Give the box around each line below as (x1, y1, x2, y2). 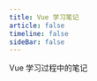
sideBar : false (9, 37, 65, 47)
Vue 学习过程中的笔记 (9, 63, 88, 73)
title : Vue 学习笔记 (9, 12, 79, 22)
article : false (9, 21, 65, 30)
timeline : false (9, 29, 69, 38)
